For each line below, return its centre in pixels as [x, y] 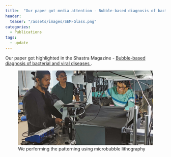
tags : [11, 38]
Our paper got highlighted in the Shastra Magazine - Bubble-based [76, 58]
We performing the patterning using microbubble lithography [82, 149]
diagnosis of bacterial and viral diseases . [49, 63]
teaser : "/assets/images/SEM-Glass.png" [53, 21]
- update [19, 43]
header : [13, 16]
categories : [18, 27]
